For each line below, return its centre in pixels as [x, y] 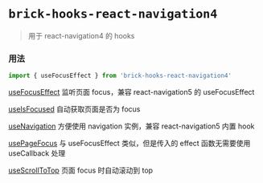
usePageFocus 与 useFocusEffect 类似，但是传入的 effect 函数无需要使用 [129, 144]
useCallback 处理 [37, 153]
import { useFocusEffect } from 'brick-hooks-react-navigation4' [120, 76]
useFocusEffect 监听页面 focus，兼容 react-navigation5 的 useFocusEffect [131, 92]
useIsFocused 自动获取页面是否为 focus [74, 109]
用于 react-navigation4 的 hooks [81, 35]
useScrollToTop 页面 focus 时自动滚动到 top [81, 170]
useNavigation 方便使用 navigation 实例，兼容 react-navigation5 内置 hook [131, 126]
